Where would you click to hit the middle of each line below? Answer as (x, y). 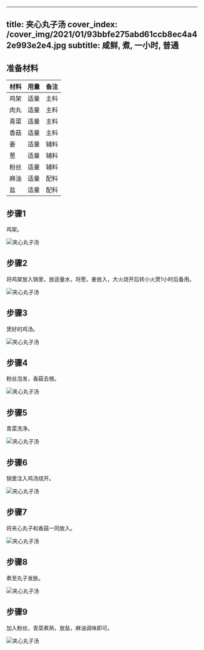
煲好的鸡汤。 (22, 329)
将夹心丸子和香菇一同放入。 (41, 528)
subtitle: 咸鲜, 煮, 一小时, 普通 (123, 45)
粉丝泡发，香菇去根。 (33, 379)
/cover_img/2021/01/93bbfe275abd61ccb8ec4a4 (102, 34)
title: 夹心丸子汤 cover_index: (62, 25)
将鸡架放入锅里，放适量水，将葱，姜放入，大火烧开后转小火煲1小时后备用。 (100, 279)
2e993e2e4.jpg (36, 45)
